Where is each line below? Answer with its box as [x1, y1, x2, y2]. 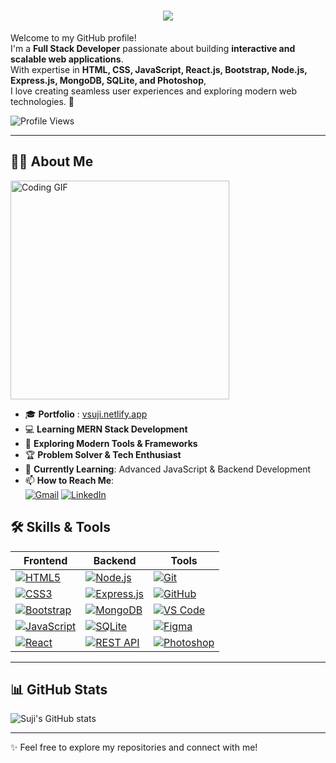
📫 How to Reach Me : [24, 474, 115, 486]
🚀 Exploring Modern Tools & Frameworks [24, 437, 198, 449]
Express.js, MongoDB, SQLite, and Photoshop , [10, 74, 207, 86]
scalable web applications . [10, 53, 124, 65]
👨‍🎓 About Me [10, 153, 94, 170]
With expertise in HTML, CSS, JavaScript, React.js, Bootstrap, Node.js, [10, 63, 308, 75]
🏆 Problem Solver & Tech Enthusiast [24, 448, 182, 460]
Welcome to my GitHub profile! [10, 31, 137, 44]
